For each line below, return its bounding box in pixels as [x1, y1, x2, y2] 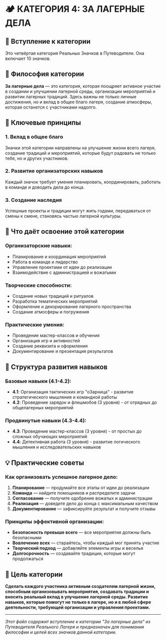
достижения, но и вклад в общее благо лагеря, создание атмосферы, [5, 99, 152, 105]
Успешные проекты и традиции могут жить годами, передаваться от [5, 208, 151, 214]
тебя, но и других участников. [5, 155, 69, 161]
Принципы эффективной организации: [5, 518, 104, 525]
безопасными [12, 535, 42, 541]
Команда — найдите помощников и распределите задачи [12, 490, 136, 496]
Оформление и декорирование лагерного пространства [12, 304, 131, 310]
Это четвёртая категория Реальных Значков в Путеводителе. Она [5, 50, 145, 56]
